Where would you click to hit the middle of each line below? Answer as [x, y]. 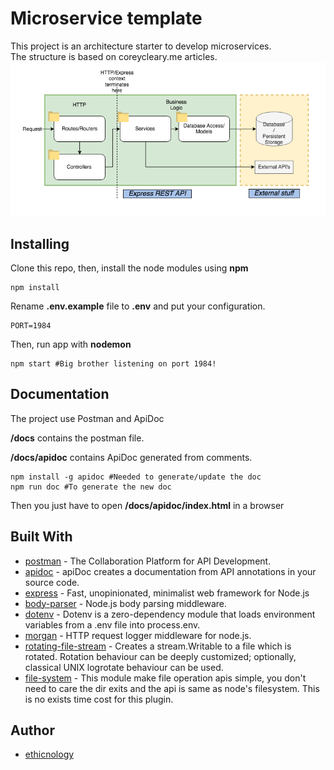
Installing [40, 243]
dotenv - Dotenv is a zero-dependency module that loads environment [170, 614]
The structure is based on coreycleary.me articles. [114, 56]
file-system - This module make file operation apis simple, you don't [165, 678]
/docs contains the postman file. [77, 438]
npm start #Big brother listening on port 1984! [113, 363]
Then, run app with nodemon [71, 344]
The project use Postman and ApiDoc [87, 418]
